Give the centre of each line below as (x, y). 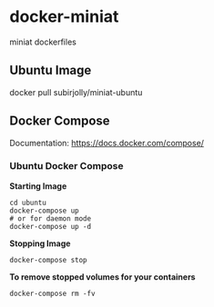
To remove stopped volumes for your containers (102, 277)
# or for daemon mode (51, 218)
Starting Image (38, 186)
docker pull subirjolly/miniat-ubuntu (76, 92)
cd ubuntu (28, 203)
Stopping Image (40, 243)
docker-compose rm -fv (52, 293)
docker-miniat (64, 17)
